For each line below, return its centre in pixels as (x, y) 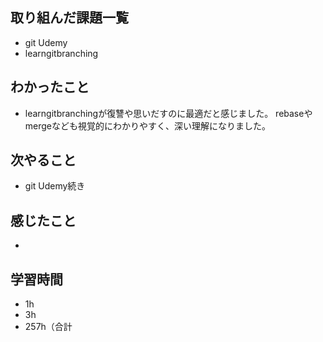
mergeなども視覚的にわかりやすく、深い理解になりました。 (148, 125)
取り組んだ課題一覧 (69, 18)
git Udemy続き (55, 186)
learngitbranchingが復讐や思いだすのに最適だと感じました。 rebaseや (168, 113)
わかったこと (50, 87)
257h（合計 (48, 327)
